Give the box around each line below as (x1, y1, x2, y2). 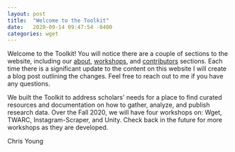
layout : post (7, 10, 46, 18)
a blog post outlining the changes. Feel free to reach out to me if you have (7, 72, 224, 81)
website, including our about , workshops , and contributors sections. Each (7, 57, 223, 66)
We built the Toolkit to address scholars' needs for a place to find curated (7, 93, 222, 102)
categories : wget (7, 30, 59, 37)
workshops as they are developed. (7, 123, 109, 131)
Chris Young (7, 137, 44, 146)
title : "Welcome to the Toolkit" (7, 17, 110, 24)
